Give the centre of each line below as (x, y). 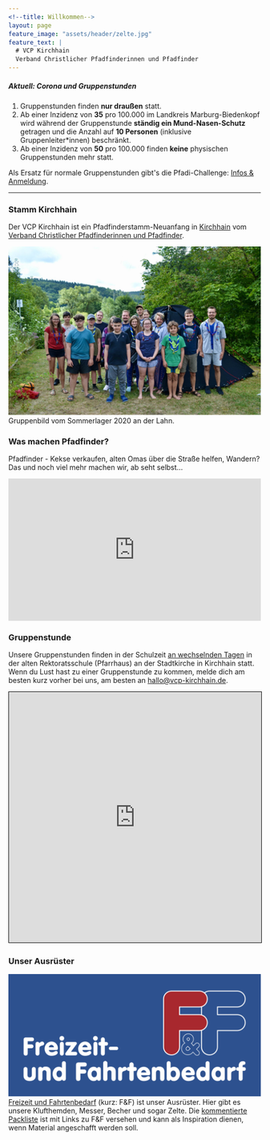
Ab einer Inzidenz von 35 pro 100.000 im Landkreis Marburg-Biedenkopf (140, 114)
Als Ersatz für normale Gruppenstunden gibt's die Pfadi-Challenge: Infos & (131, 172)
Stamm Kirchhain (43, 209)
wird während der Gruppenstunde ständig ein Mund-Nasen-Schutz (133, 123)
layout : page (30, 25)
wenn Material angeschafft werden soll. (73, 1128)
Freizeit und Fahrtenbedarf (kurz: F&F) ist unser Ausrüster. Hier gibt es (125, 1102)
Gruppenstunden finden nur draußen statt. (91, 106)
